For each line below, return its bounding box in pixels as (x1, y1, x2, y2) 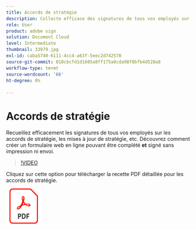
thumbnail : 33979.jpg (6, 47, 59, 53)
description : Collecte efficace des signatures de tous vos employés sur (6, 15, 190, 22)
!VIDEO (20, 159, 38, 167)
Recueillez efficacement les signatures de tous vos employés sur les (6, 129, 171, 136)
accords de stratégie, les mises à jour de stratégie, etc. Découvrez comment (6, 136, 190, 143)
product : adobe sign (6, 28, 57, 34)
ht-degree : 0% (6, 77, 41, 83)
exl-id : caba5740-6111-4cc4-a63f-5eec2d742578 (6, 53, 122, 59)
